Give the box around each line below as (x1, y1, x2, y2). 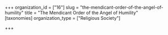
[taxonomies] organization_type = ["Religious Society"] (5, 15, 121, 21)
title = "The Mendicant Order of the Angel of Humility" (25, 10, 138, 16)
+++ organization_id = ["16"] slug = (5, 5, 79, 10)
